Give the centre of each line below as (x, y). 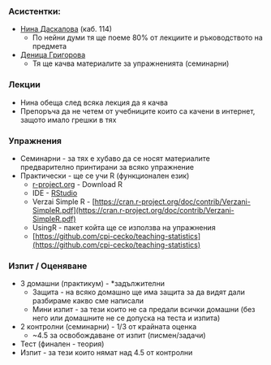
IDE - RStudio (55, 193)
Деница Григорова (53, 55)
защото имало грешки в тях (68, 119)
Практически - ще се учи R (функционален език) (105, 176)
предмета (49, 46)
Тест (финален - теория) (62, 344)
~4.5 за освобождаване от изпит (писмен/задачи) (119, 336)
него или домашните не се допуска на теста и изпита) (126, 318)
